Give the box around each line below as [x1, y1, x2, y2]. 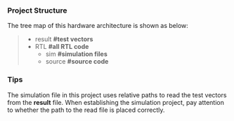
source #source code [45, 57, 109, 66]
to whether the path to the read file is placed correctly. [7, 106, 165, 114]
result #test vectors [34, 35, 93, 43]
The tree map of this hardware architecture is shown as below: [7, 22, 188, 30]
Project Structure [7, 6, 67, 15]
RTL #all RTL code [34, 43, 89, 51]
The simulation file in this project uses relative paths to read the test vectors [7, 90, 227, 99]
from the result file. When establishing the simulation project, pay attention [7, 98, 225, 106]
